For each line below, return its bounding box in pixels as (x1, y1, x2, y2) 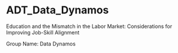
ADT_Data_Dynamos (6, 3, 109, 17)
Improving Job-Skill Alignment (6, 29, 80, 36)
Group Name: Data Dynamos (6, 40, 76, 47)
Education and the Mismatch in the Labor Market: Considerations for (6, 23, 173, 30)
